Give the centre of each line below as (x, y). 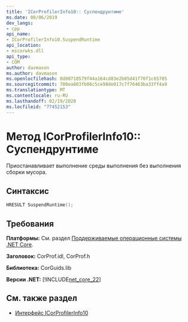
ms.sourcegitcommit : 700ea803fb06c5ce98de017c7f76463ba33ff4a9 (87, 85)
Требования (30, 224)
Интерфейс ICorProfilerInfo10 (51, 312)
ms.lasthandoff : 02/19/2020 (41, 101)
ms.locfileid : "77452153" (38, 107)
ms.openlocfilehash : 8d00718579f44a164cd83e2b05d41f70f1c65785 (87, 79)
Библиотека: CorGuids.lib (39, 267)
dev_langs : (20, 23)
